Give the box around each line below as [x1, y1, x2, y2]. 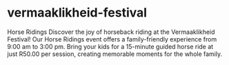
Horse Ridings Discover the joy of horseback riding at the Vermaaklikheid [7, 28, 215, 36]
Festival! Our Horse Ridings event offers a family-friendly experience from [7, 35, 217, 43]
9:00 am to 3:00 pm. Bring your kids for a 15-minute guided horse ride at [7, 42, 214, 50]
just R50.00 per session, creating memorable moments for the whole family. [7, 50, 223, 58]
